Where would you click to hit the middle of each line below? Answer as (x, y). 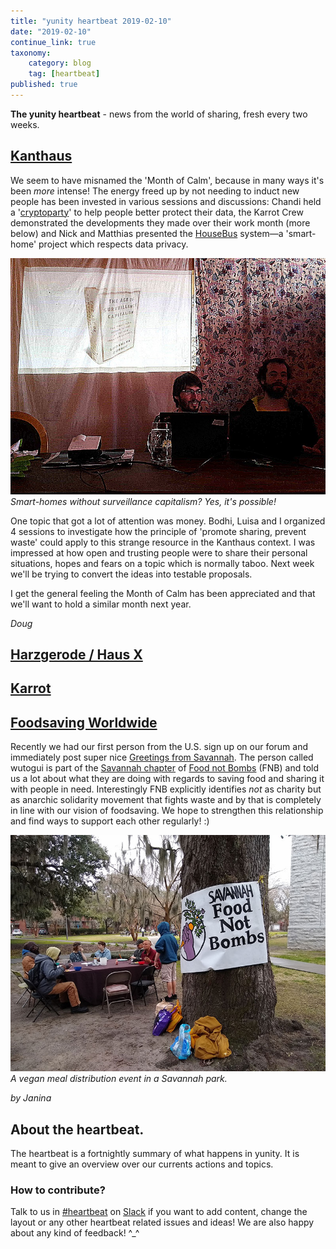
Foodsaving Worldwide (84, 722)
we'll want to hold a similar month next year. (101, 604)
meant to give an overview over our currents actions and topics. (142, 1164)
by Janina (31, 1098)
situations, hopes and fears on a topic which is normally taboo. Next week (162, 563)
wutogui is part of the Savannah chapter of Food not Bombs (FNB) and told (165, 768)
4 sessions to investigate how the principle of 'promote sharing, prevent (158, 531)
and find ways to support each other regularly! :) (110, 821)
